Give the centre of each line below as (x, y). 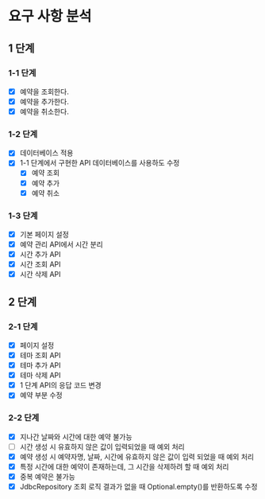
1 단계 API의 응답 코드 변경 (60, 385)
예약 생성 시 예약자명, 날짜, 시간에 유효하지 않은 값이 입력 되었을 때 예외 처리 (137, 456)
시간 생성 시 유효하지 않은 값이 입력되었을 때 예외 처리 (102, 446)
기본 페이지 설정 (44, 234)
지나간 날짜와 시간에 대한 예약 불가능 (76, 437)
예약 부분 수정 (41, 396)
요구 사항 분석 (50, 16)
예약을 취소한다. (44, 111)
